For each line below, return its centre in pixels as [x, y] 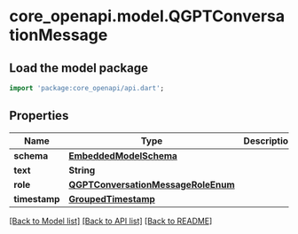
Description [269, 141]
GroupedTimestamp [112, 199]
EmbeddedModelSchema [123, 155]
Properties [39, 116]
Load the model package [79, 68]
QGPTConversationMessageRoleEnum [152, 184]
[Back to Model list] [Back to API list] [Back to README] [111, 221]
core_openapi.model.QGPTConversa [147, 16]
